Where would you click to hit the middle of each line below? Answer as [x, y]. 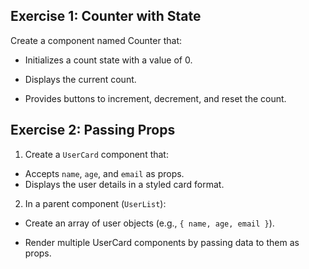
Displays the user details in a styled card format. [124, 184]
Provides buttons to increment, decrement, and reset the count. [155, 98]
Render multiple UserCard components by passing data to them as [162, 242]
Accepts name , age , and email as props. [104, 173]
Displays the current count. [80, 79]
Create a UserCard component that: [96, 154]
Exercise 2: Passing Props [93, 130]
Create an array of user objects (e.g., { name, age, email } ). [149, 223]
